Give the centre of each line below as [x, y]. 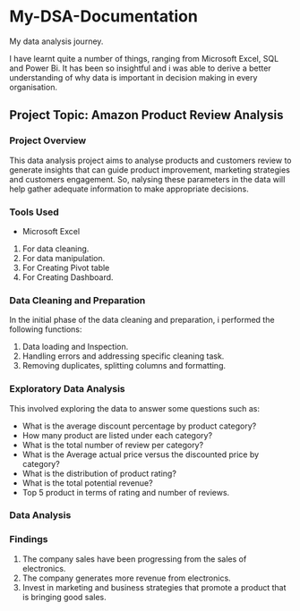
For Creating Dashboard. [68, 277]
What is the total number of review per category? [113, 445]
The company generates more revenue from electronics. [126, 578]
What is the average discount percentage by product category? [139, 426]
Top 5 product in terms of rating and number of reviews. [126, 492]
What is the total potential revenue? [88, 483]
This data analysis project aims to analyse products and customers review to [150, 160]
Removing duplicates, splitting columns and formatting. [124, 366]
